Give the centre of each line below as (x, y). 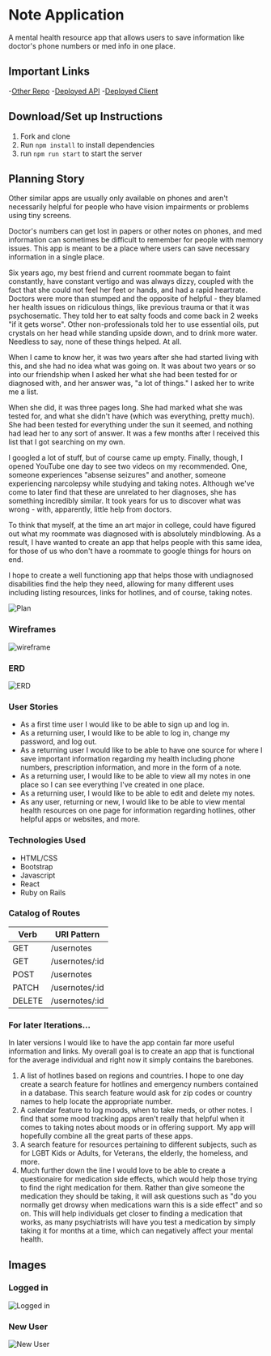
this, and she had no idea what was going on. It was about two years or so (132, 366)
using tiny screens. (40, 216)
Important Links (49, 72)
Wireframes (32, 629)
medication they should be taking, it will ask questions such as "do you (138, 1196)
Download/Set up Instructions (86, 116)
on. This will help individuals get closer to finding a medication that (131, 1213)
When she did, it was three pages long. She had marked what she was (125, 408)
